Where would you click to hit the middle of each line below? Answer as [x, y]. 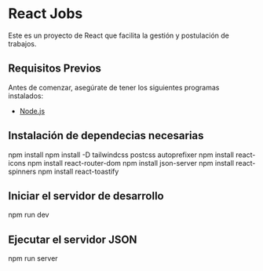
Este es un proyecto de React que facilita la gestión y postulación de [119, 35]
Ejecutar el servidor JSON [73, 239]
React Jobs [46, 14]
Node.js [32, 111]
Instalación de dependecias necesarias [106, 135]
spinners [22, 171]
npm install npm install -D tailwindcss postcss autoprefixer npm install [121, 155]
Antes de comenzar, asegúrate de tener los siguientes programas [114, 87]
